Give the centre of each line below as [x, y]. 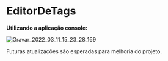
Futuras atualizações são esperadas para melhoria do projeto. [84, 51]
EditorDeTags [41, 11]
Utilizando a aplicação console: [47, 28]
